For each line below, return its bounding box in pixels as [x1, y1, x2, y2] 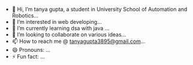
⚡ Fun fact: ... [11, 53, 45, 60]
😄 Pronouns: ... [11, 47, 51, 53]
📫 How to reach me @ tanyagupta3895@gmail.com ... [11, 38, 146, 45]
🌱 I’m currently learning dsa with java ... [11, 24, 110, 32]
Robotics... [11, 12, 39, 19]
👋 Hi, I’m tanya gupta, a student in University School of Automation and [11, 6, 188, 13]
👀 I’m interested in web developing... [11, 18, 102, 25]
